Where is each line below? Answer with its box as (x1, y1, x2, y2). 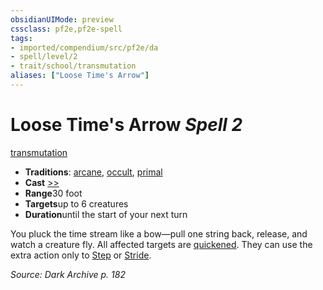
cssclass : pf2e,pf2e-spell (10, 24, 123, 34)
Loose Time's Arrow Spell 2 (10, 114, 243, 136)
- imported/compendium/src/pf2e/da (10, 42, 159, 53)
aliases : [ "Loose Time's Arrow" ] (10, 71, 150, 81)
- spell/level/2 (10, 52, 78, 62)
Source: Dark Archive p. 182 (10, 268, 126, 280)
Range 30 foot (24, 187, 83, 199)
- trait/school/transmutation (10, 61, 137, 71)
